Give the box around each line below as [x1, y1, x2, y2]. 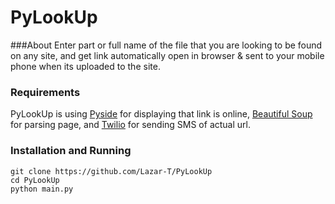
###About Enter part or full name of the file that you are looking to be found [10, 39, 323, 51]
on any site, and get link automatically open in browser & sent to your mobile [10, 49, 325, 61]
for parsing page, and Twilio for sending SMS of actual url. [10, 119, 251, 131]
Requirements [10, 85, 81, 99]
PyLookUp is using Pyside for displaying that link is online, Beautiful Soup [10, 108, 313, 120]
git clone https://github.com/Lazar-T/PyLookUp [10, 166, 213, 176]
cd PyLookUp [10, 175, 60, 185]
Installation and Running [10, 144, 132, 158]
